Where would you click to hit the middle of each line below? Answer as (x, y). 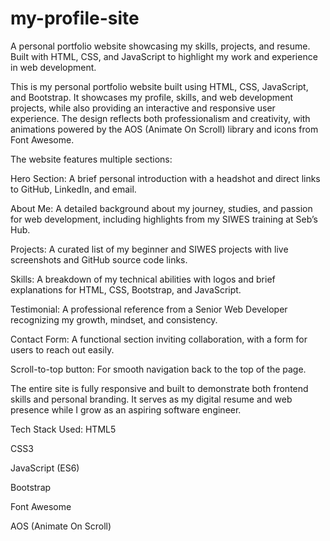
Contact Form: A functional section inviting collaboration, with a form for (159, 339)
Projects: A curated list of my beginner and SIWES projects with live (149, 249)
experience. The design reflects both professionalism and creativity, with (160, 118)
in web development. (53, 67)
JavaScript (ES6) (45, 468)
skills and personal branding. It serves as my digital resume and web (151, 399)
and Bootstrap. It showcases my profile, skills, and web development (151, 97)
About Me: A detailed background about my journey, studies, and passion (161, 208)
